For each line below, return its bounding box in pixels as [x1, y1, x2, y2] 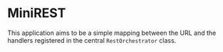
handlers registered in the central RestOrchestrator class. [7, 36, 177, 44]
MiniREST [7, 5, 66, 21]
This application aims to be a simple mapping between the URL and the [7, 28, 217, 37]
